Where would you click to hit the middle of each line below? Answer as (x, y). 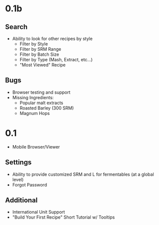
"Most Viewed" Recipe (42, 65)
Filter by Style (34, 44)
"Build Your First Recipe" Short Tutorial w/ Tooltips (63, 217)
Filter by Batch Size (39, 54)
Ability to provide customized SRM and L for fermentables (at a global (83, 174)
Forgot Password (30, 185)
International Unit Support (39, 212)
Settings (19, 163)
